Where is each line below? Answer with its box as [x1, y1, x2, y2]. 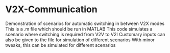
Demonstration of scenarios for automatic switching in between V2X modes [5, 20, 165, 26]
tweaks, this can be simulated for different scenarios [5, 42, 116, 48]
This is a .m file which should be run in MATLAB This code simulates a [5, 25, 153, 32]
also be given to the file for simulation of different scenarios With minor [5, 37, 155, 43]
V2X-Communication [5, 4, 98, 15]
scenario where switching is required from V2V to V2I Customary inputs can [5, 31, 165, 37]
